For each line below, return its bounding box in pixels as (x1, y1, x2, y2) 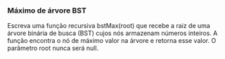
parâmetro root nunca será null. (7, 44, 99, 53)
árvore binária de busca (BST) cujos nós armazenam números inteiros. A (7, 29, 218, 37)
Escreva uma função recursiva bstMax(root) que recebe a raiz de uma (7, 22, 211, 30)
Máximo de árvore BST (7, 6, 86, 15)
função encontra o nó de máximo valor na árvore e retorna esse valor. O (7, 37, 217, 45)
